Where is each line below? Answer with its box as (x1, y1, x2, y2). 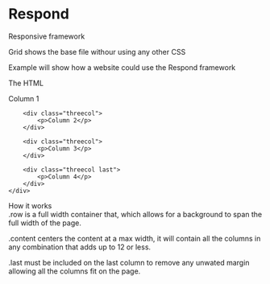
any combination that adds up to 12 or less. (8, 242, 152, 252)
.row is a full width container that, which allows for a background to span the (8, 209, 263, 219)
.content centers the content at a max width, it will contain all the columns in (8, 233, 261, 243)
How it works (8, 200, 52, 210)
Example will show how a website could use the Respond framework (8, 62, 236, 72)
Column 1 (8, 93, 39, 103)
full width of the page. (8, 218, 82, 228)
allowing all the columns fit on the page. (8, 266, 141, 276)
